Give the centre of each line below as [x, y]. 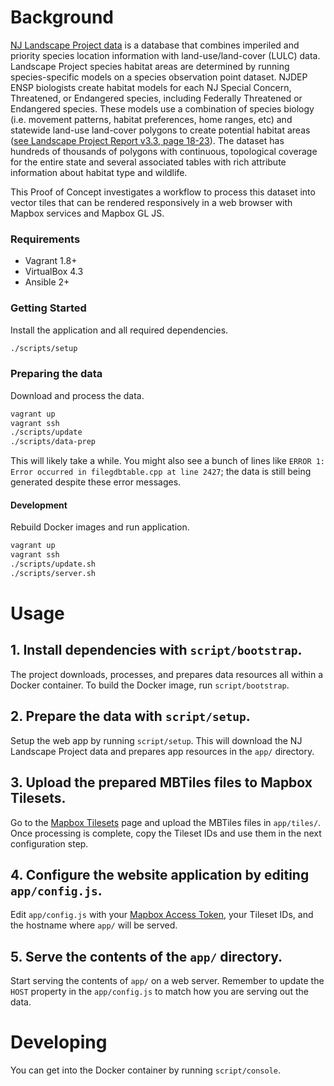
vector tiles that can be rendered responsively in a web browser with [151, 202]
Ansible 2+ [47, 282]
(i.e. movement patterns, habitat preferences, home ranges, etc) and [151, 119]
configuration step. [49, 843]
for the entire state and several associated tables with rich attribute [148, 162]
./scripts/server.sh [53, 574]
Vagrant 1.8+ [51, 261]
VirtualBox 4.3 [54, 272]
